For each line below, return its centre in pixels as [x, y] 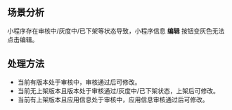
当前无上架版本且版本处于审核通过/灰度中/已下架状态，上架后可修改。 [118, 90]
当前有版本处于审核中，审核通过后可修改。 [79, 82]
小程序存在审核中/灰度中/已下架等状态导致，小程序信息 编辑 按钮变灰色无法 [116, 31]
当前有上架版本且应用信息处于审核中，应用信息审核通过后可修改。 [113, 99]
